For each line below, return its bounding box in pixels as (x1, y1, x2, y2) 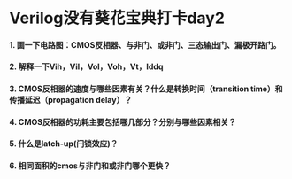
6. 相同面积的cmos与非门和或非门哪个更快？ (9, 160, 171, 171)
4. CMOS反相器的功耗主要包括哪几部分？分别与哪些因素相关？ (9, 116, 236, 127)
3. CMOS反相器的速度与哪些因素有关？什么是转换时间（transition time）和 (9, 83, 283, 94)
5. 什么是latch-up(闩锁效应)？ (9, 138, 119, 149)
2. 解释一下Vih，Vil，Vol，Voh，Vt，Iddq (9, 61, 164, 72)
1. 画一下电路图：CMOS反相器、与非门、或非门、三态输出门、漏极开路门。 (9, 39, 281, 50)
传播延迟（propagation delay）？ (9, 94, 133, 105)
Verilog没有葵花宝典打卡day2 (9, 8, 226, 28)
